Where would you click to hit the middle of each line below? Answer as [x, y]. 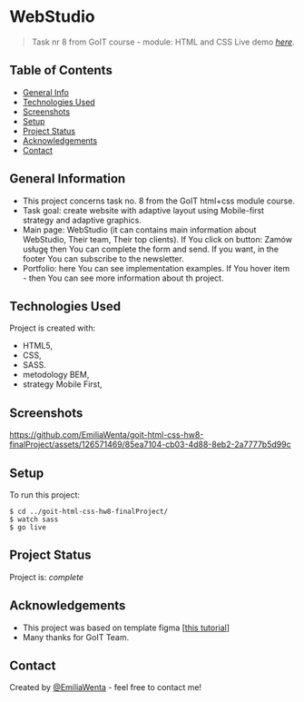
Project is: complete [47, 577]
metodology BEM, [56, 375]
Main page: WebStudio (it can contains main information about [139, 230]
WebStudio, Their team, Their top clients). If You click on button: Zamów [157, 239]
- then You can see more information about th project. [123, 278]
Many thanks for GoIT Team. [76, 637]
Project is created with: [53, 328]
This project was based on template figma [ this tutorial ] [126, 628]
